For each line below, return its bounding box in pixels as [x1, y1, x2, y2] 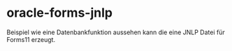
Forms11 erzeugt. [6, 35, 56, 43]
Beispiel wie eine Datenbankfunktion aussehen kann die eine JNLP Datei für [6, 28, 225, 36]
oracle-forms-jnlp [6, 5, 113, 21]
